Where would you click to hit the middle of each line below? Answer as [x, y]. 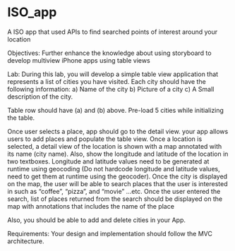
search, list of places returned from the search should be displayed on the [115, 199]
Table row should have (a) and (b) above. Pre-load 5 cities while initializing [116, 110]
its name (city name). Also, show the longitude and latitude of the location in [118, 154]
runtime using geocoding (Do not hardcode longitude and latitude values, [114, 169]
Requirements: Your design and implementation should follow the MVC [110, 233]
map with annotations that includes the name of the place [91, 206]
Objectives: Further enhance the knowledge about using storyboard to [109, 53]
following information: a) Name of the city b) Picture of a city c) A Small [111, 89]
